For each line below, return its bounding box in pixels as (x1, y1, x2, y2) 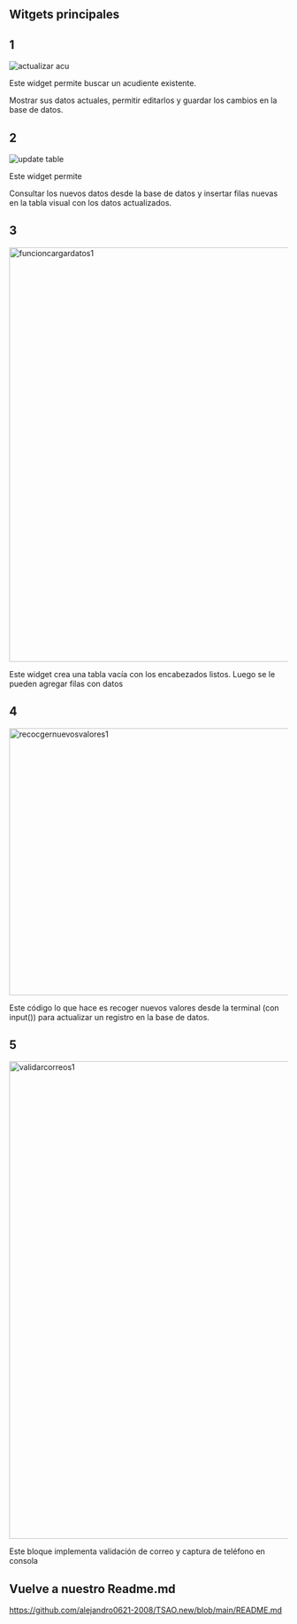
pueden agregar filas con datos (9, 678, 124, 689)
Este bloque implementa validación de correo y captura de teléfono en (9, 1546, 265, 1557)
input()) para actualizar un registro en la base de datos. (9, 1011, 210, 1022)
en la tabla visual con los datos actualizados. (9, 198, 172, 208)
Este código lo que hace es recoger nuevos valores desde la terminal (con (9, 1002, 280, 1013)
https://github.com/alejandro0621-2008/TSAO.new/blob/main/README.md (9, 1604, 283, 1616)
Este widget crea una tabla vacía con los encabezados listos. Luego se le (9, 668, 276, 679)
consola (9, 1556, 38, 1566)
